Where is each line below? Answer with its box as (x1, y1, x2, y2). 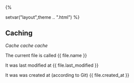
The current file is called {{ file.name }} (5, 52, 87, 58)
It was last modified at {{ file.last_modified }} (5, 62, 99, 68)
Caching (5, 29, 33, 38)
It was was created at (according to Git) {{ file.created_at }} (5, 72, 129, 78)
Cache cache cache (5, 42, 48, 48)
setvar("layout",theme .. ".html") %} (5, 14, 80, 20)
